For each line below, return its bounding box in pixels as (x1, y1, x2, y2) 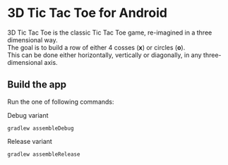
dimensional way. (7, 35, 58, 44)
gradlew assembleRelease (7, 150, 80, 158)
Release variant (7, 137, 53, 145)
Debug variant (7, 111, 49, 119)
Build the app (7, 79, 67, 91)
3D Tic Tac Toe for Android (7, 5, 168, 21)
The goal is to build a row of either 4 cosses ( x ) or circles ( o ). (7, 43, 186, 51)
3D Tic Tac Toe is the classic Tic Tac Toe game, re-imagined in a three (7, 28, 212, 37)
